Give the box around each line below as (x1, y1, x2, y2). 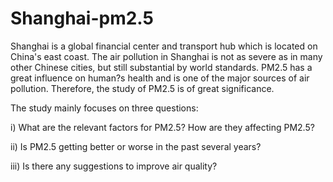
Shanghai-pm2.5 (10, 7, 154, 30)
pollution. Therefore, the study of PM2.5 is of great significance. (10, 82, 275, 94)
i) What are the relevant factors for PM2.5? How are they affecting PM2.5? (10, 121, 315, 133)
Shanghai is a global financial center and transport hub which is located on (10, 40, 318, 52)
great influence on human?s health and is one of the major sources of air (10, 72, 310, 84)
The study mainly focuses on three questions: (10, 102, 199, 114)
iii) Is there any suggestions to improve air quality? (10, 160, 218, 172)
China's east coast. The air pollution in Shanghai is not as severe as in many (10, 50, 323, 62)
